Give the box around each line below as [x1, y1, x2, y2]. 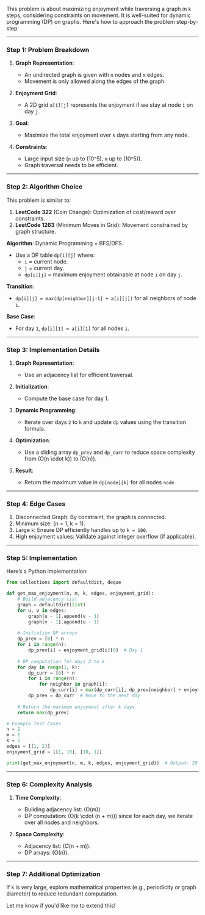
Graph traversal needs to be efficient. [24, 162, 118, 169]
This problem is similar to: [6, 196, 71, 204]
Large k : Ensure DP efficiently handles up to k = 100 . [15, 526, 148, 534]
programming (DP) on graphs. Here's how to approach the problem [6, 18, 175, 25]
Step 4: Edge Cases [6, 500, 66, 508]
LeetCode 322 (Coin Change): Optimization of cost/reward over [15, 208, 176, 215]
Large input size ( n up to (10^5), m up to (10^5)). [24, 155, 142, 162]
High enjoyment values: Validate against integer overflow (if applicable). [15, 533, 196, 540]
